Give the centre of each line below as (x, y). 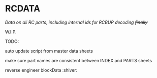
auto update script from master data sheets (49, 51)
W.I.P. (11, 32)
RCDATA (23, 9)
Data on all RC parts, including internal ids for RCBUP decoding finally (76, 22)
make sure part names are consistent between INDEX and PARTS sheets (78, 60)
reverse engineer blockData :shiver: (41, 70)
